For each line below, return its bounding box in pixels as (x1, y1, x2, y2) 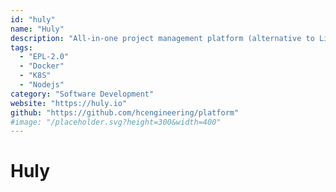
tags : (10, 42, 33, 53)
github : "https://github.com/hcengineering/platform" (10, 107, 240, 118)
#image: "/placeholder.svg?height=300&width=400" (10, 117, 222, 127)
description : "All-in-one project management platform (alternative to (10, 33, 315, 43)
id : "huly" (10, 14, 56, 25)
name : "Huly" (10, 24, 65, 34)
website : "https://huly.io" (10, 98, 128, 108)
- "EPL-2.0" (19, 52, 70, 62)
